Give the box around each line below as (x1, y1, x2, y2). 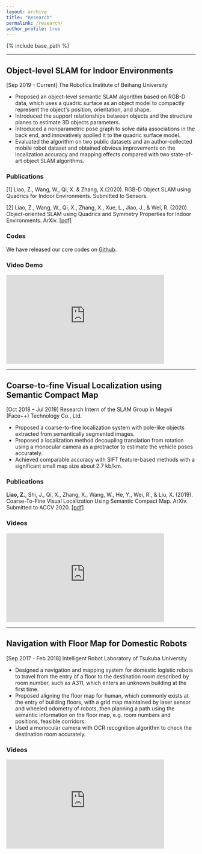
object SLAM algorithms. (23, 158, 85, 165)
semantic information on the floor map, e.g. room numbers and (14, 711, 171, 718)
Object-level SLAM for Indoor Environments (6, 65, 173, 75)
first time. (14, 686, 39, 693)
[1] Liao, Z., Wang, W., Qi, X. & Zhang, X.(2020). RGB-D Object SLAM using (6, 186, 191, 193)
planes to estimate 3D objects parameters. (14, 119, 120, 126)
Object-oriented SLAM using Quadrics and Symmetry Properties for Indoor (6, 211, 192, 218)
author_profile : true (6, 25, 61, 32)
